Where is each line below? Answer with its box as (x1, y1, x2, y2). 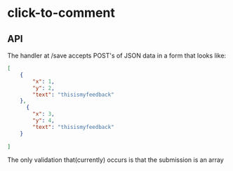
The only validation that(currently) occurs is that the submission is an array (7, 156, 225, 164)
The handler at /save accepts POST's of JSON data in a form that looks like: (7, 51, 227, 60)
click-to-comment (7, 5, 116, 21)
